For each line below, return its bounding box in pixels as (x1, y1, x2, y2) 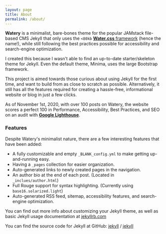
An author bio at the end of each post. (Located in (12, 172, 114, 178)
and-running (12, 156, 38, 162)
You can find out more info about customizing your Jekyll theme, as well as (5, 208, 159, 214)
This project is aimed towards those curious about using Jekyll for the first (5, 76, 157, 82)
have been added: (5, 141, 42, 147)
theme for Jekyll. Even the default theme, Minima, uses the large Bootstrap (5, 61, 158, 67)
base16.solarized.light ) (12, 188, 63, 194)
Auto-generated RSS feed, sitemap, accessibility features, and (12, 193, 140, 199)
